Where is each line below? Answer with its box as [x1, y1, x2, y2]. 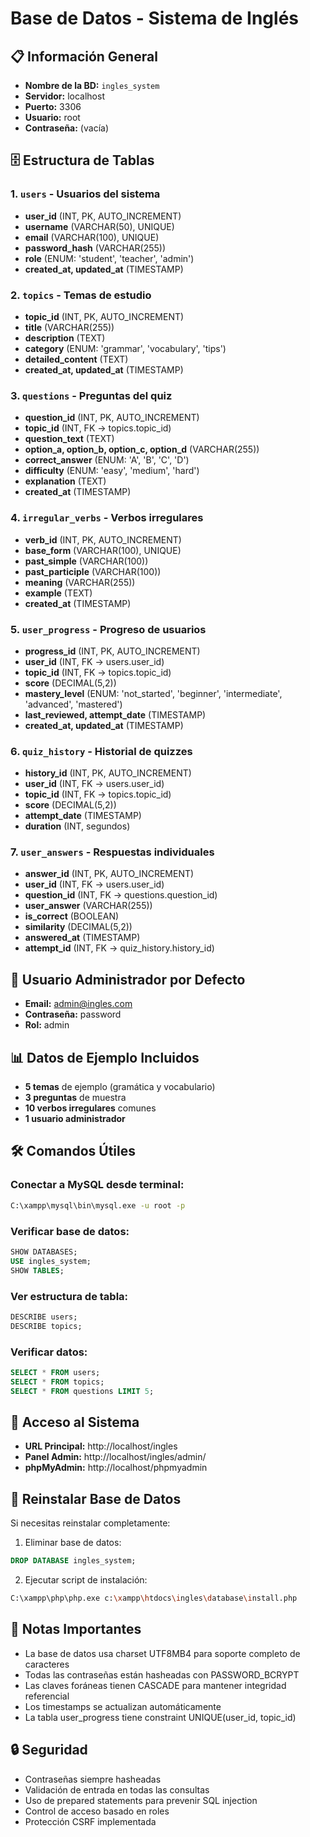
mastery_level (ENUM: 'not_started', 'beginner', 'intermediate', [24, 687, 283, 699]
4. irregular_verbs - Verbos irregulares [10, 511, 204, 525]
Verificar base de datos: [10, 1224, 130, 1238]
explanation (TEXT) [24, 475, 107, 487]
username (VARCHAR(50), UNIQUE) [24, 220, 175, 232]
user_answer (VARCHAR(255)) [24, 900, 153, 912]
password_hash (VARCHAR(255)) [24, 242, 167, 254]
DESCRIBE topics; [10, 1321, 83, 1331]
